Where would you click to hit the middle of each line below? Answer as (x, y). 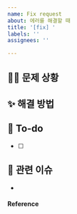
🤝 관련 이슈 (30, 170)
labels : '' (24, 34)
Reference (23, 204)
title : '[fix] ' (31, 27)
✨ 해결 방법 (31, 104)
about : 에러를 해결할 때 (39, 21)
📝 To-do (25, 129)
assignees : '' (29, 41)
